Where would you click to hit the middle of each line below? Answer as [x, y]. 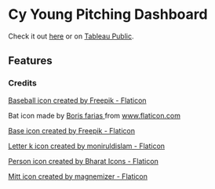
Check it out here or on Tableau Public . [71, 36]
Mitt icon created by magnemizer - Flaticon [78, 176]
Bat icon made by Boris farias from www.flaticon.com [94, 115]
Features [30, 61]
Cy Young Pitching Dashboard [108, 15]
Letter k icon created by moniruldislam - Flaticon [87, 146]
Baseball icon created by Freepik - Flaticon [77, 100]
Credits [22, 83]
